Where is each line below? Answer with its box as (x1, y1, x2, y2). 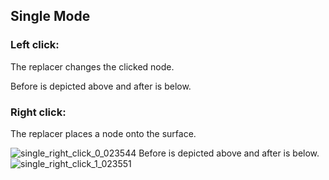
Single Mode (10, 8, 91, 25)
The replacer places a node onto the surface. (10, 127, 197, 139)
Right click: (10, 105, 67, 119)
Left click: (10, 38, 60, 52)
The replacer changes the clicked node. (10, 60, 175, 73)
